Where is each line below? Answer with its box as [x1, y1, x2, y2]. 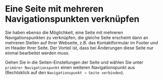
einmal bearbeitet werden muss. [5, 50, 70, 56]
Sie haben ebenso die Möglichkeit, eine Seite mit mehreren [5, 29, 123, 35]
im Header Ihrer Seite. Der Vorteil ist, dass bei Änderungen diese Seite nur [5, 45, 154, 51]
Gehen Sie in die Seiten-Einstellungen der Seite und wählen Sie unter [5, 59, 144, 65]
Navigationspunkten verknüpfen [5, 13, 140, 25]
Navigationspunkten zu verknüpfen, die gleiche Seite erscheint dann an [5, 35, 148, 40]
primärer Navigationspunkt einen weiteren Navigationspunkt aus [5, 64, 135, 70]
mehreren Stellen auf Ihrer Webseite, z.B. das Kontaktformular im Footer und [5, 40, 158, 45]
